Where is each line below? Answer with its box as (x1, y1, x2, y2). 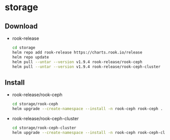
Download (5, 22, 38, 31)
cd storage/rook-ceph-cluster (12, 125, 77, 130)
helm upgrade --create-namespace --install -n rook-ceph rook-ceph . (12, 106, 163, 111)
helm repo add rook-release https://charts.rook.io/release (12, 50, 143, 55)
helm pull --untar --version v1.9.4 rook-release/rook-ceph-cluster (12, 64, 161, 69)
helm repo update (12, 54, 49, 60)
